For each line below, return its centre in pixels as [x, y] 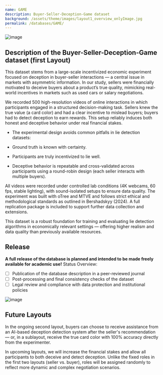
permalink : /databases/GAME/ [35, 23]
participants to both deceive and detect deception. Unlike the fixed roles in [80, 357]
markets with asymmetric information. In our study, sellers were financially [80, 82]
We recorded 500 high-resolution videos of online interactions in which [76, 102]
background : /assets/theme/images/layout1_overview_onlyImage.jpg [74, 19]
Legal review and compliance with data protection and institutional [79, 285]
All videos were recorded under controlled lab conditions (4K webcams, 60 [80, 186]
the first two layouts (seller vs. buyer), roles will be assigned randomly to [78, 362]
